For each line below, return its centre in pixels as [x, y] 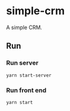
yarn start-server [29, 75]
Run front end [26, 90]
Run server [22, 63]
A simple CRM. [24, 27]
